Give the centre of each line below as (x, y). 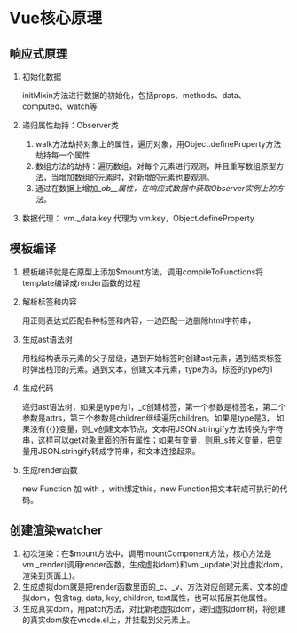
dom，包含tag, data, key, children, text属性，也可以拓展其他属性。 (151, 598)
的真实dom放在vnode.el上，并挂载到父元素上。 (108, 620)
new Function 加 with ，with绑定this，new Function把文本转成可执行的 (151, 489)
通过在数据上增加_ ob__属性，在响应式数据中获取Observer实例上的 (156, 188)
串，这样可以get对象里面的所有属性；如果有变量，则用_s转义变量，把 (148, 440)
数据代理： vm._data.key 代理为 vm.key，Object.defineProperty (138, 218)
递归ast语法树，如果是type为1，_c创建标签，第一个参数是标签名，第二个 (154, 406)
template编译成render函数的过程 (81, 282)
